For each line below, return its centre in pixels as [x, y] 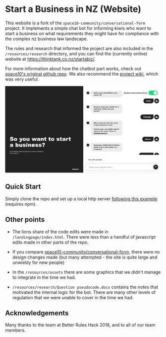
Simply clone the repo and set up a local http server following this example [81, 199]
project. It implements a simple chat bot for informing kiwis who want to [78, 28]
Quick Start [23, 187]
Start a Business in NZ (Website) [73, 9]
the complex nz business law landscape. [47, 39]
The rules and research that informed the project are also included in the [79, 48]
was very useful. [22, 79]
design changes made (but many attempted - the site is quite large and [85, 257]
